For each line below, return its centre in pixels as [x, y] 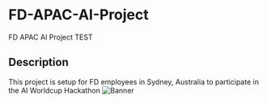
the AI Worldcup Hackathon [55, 90]
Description [38, 62]
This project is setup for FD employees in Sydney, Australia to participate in [133, 81]
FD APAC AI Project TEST [51, 37]
